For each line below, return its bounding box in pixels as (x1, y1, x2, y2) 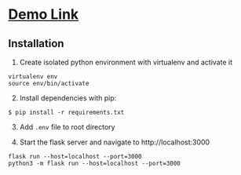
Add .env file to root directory (19, 122, 115, 131)
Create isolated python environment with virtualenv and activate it (19, 57, 233, 67)
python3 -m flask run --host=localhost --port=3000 (8, 159, 181, 167)
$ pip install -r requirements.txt (8, 108, 125, 116)
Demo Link (8, 5, 79, 24)
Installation (8, 37, 64, 50)
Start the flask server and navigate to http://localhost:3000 (19, 137, 210, 147)
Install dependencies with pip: (19, 93, 117, 103)
